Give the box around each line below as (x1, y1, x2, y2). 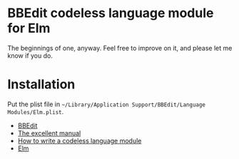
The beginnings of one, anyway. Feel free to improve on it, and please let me (7, 43, 233, 52)
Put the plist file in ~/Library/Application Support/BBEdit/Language (7, 100, 205, 108)
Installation (7, 76, 76, 93)
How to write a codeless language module (17, 136, 142, 145)
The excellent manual (17, 128, 81, 137)
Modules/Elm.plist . (7, 107, 64, 116)
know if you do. (7, 51, 54, 60)
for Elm (7, 20, 51, 36)
